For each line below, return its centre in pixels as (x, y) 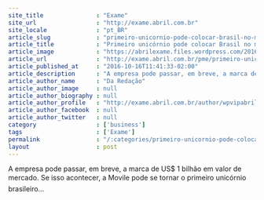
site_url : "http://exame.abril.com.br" (103, 23)
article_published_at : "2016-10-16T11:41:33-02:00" (103, 67)
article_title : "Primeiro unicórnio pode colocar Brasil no (130, 45)
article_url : (54, 60)
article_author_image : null (63, 88)
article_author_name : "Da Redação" (77, 81)
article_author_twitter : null (63, 118)
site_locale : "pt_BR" (68, 30)
